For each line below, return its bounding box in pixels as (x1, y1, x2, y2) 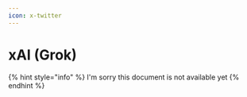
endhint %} (8, 80, 45, 90)
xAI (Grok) (8, 45, 77, 64)
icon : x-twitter (8, 11, 62, 20)
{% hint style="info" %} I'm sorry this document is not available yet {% (8, 72, 240, 82)
